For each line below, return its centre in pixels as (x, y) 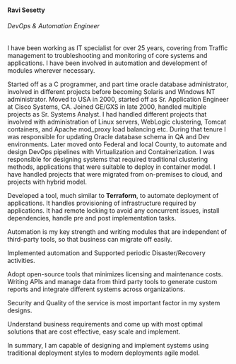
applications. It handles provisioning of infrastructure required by (102, 203)
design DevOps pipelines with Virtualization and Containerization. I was (111, 151)
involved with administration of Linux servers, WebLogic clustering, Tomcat (117, 122)
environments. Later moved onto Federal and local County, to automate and (117, 144)
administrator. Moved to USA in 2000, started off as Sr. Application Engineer (118, 99)
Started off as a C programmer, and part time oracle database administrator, (118, 84)
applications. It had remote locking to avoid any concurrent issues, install (113, 210)
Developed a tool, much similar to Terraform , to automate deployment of (113, 195)
